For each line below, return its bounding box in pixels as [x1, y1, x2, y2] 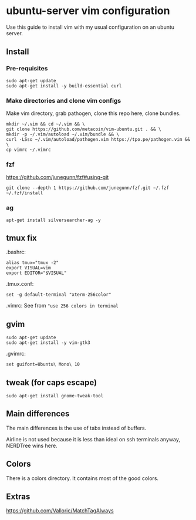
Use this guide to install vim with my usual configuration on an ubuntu [6, 23, 175, 31]
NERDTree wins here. [6, 442, 58, 449]
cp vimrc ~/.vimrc [6, 147, 51, 153]
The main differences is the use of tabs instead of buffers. [6, 424, 147, 431]
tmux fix [6, 233, 37, 243]
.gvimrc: [6, 350, 26, 357]
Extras [6, 491, 31, 501]
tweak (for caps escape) [6, 377, 97, 387]
